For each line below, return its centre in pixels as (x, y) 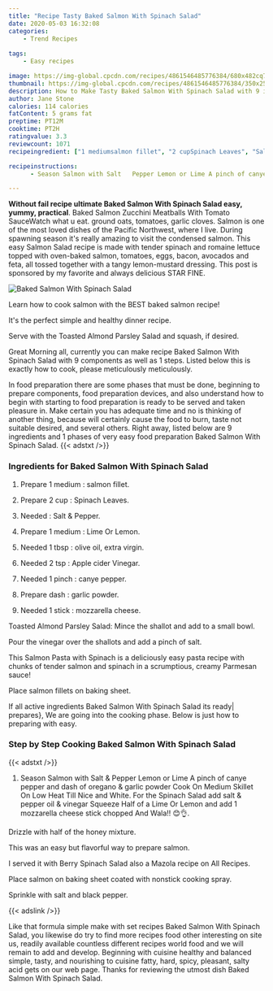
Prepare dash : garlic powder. (69, 594)
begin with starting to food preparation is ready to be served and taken (127, 402)
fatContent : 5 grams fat (50, 114)
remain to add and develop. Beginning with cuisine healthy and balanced (130, 952)
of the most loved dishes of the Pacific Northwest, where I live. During (126, 230)
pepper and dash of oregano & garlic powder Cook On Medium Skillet (136, 786)
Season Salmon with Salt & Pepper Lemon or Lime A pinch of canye (133, 778)
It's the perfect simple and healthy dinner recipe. (90, 320)
